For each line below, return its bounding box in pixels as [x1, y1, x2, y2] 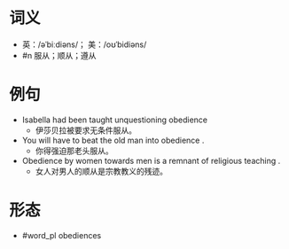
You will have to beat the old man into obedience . [21, 135, 205, 145]
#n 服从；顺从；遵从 [21, 50, 97, 60]
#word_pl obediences [21, 230, 102, 240]
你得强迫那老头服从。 [35, 145, 113, 156]
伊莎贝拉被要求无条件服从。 [35, 125, 137, 136]
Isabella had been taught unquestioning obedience [21, 114, 208, 125]
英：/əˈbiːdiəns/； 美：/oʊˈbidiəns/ [21, 39, 147, 50]
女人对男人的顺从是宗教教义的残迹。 [35, 166, 168, 176]
